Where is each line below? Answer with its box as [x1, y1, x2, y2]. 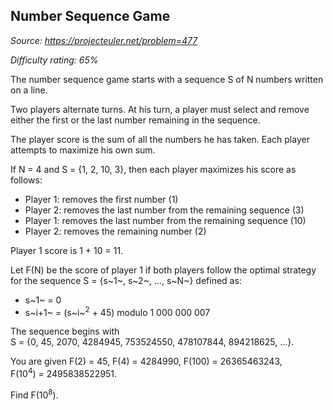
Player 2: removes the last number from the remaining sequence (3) [24, 204, 305, 216]
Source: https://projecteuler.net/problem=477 [10, 34, 198, 46]
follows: [10, 174, 43, 186]
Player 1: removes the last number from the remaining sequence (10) [24, 214, 307, 226]
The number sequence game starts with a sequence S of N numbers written [10, 73, 324, 85]
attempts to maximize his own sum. [10, 144, 156, 156]
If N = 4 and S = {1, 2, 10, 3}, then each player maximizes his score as [10, 163, 297, 175]
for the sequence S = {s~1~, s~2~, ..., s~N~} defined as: [10, 274, 242, 286]
